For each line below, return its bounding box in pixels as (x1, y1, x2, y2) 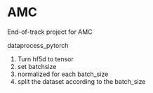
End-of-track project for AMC (7, 27, 93, 36)
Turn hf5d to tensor (17, 54, 74, 63)
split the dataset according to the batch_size (17, 77, 146, 85)
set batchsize (17, 62, 57, 70)
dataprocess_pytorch (7, 41, 69, 49)
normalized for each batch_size (17, 70, 109, 78)
